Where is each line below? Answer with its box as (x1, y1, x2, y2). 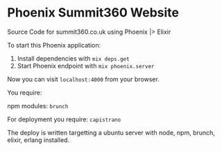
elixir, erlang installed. (7, 136, 70, 144)
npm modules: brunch (7, 101, 69, 110)
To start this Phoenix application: (7, 41, 101, 49)
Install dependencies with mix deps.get (17, 54, 130, 63)
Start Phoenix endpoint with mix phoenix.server (17, 61, 155, 70)
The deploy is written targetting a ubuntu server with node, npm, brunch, (7, 128, 215, 137)
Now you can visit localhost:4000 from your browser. (7, 74, 160, 83)
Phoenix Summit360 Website (7, 5, 179, 21)
